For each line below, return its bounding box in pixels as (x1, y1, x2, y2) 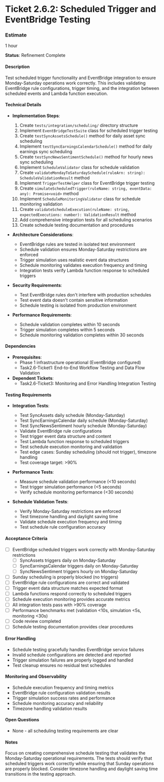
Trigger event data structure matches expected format (12, 585, 123, 591)
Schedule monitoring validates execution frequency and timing (19, 262, 147, 268)
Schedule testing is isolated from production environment (19, 302, 137, 308)
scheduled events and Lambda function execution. (5, 90, 108, 96)
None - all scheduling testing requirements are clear (12, 728, 119, 734)
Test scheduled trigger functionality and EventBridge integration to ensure (5, 75, 156, 81)
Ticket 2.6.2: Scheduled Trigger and (5, 3, 157, 15)
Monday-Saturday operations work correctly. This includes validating (5, 80, 146, 86)
